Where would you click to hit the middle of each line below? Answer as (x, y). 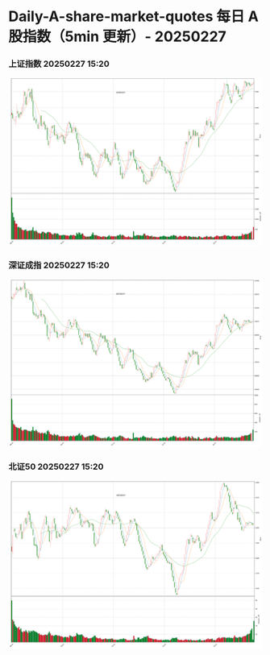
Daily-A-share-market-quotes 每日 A (134, 17)
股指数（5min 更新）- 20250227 (118, 37)
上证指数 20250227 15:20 (59, 64)
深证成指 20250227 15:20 (59, 265)
